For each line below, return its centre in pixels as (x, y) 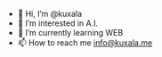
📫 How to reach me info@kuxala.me (85, 43)
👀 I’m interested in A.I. (58, 23)
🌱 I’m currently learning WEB (70, 33)
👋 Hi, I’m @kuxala (50, 14)
